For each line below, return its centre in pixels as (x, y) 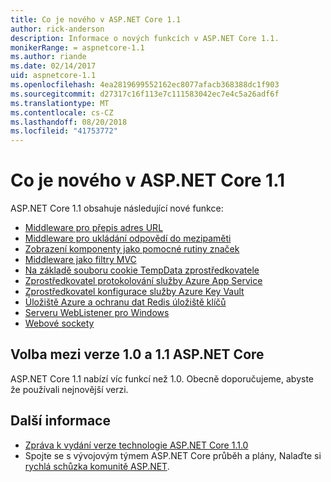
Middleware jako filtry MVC (80, 260)
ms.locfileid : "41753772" (64, 131)
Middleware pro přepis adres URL (94, 228)
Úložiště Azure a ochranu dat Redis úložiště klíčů (125, 302)
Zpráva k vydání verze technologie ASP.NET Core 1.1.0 (136, 445)
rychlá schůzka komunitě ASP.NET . (97, 466)
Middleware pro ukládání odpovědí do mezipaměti (128, 238)
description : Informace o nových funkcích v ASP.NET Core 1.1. (145, 38)
